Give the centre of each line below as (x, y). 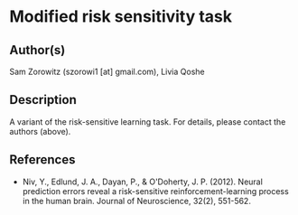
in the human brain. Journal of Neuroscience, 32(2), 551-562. (136, 201)
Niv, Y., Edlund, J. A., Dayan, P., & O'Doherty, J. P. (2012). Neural (143, 182)
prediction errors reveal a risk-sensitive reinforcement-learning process (155, 191)
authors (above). (40, 131)
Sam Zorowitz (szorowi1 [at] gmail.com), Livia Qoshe (107, 71)
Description (43, 100)
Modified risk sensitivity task (121, 17)
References (42, 160)
